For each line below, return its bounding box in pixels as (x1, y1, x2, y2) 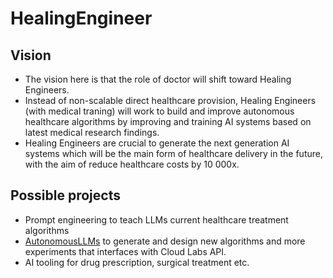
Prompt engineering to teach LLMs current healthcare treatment (24, 213, 289, 226)
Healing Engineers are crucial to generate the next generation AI (24, 137, 290, 149)
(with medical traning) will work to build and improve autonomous (24, 105, 295, 117)
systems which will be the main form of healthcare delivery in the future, (24, 148, 323, 159)
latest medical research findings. (24, 127, 160, 138)
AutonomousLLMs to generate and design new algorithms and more (24, 235, 306, 247)
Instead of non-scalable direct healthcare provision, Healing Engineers (24, 95, 317, 106)
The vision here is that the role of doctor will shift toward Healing (24, 73, 292, 85)
